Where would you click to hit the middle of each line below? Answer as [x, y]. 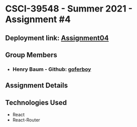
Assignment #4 [38, 19]
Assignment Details [37, 86]
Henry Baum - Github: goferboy [52, 69]
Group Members [31, 55]
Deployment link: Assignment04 [57, 38]
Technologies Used [36, 103]
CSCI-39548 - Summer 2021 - [69, 9]
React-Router [26, 120]
